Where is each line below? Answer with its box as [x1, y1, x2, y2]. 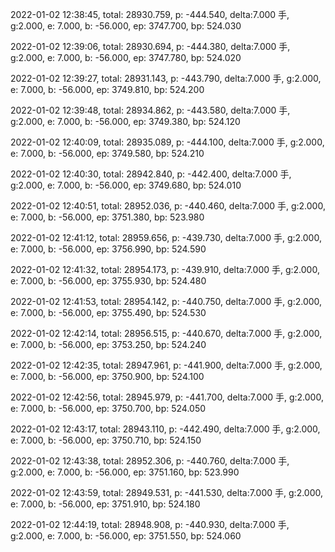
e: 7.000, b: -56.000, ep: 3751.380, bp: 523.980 [10, 211, 205, 223]
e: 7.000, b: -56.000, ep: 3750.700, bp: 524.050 [10, 403, 207, 414]
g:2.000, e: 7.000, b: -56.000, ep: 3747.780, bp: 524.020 [10, 52, 242, 63]
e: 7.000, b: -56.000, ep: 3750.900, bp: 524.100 [10, 371, 205, 382]
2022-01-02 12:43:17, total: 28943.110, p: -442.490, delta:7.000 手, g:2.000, [10, 423, 321, 435]
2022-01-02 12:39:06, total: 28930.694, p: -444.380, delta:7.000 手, [10, 41, 291, 52]
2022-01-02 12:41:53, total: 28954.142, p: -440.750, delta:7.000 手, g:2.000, [10, 296, 323, 307]
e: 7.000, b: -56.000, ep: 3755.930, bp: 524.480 [10, 275, 207, 287]
